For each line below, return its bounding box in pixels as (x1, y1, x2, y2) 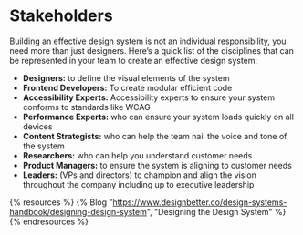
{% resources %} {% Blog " (9, 197, 113, 208)
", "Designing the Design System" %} (146, 206, 287, 217)
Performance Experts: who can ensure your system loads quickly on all (22, 111, 295, 122)
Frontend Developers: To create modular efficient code (22, 82, 233, 93)
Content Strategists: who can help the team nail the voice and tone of (22, 130, 287, 141)
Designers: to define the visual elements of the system (22, 72, 230, 83)
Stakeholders (9, 5, 113, 26)
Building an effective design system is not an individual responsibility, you (9, 36, 287, 46)
